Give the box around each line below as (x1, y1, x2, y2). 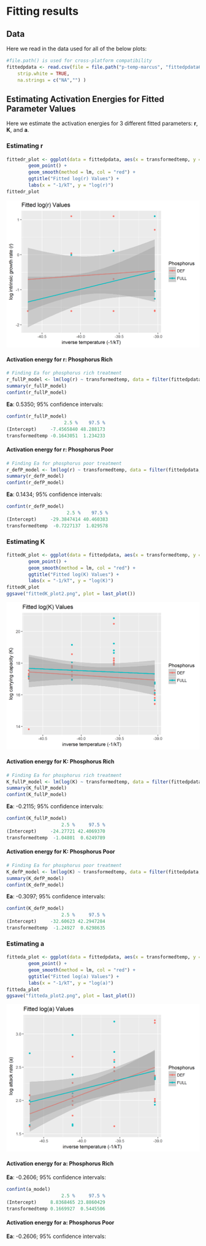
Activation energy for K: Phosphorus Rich (6, 758, 115, 765)
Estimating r (6, 142, 44, 150)
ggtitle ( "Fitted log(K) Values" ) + (28, 571, 120, 578)
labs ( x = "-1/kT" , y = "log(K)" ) (28, 578, 114, 584)
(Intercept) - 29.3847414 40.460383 (6, 516, 109, 522)
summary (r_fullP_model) (6, 383, 67, 389)
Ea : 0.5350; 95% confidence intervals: (6, 400, 104, 408)
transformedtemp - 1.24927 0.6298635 (6, 925, 105, 931)
